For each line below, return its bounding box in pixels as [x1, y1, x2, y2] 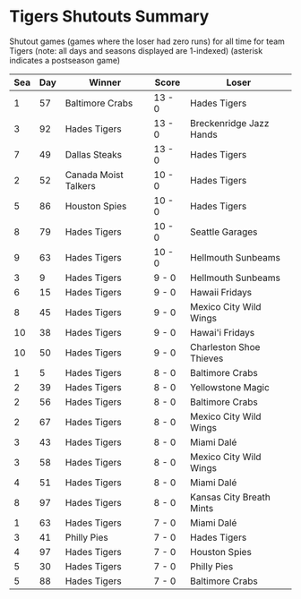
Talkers [64, 179, 96, 192]
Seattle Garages [189, 226, 258, 238]
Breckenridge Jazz [189, 116, 270, 129]
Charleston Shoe [189, 340, 261, 353]
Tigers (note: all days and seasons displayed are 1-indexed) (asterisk [9, 45, 263, 56]
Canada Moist [64, 168, 124, 181]
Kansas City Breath [189, 491, 271, 503]
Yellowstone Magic [189, 381, 271, 393]
